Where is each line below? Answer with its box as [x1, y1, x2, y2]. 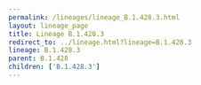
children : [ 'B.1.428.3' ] [8, 63, 100, 72]
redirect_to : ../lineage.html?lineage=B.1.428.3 [8, 37, 192, 47]
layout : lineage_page [8, 21, 89, 30]
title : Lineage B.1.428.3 [8, 29, 104, 38]
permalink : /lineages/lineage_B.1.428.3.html [8, 12, 180, 22]
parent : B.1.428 [8, 54, 68, 63]
